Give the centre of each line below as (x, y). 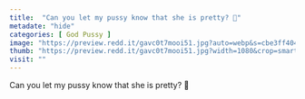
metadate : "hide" (42, 26)
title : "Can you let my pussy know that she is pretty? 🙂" (126, 18)
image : (22, 43)
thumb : (22, 51)
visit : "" (28, 59)
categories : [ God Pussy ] (60, 34)
